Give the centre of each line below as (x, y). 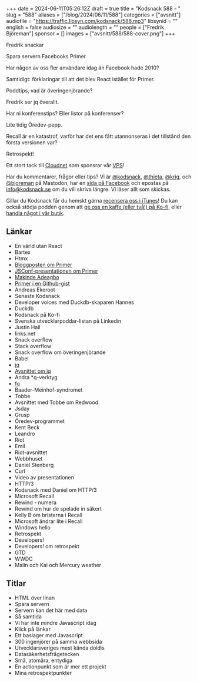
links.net (25, 333)
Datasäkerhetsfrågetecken (47, 654)
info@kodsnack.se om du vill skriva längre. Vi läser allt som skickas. (89, 189)
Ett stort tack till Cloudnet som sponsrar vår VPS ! (65, 165)
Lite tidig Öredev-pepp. (34, 125)
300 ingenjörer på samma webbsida (58, 641)
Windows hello (33, 527)
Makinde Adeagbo (37, 277)
